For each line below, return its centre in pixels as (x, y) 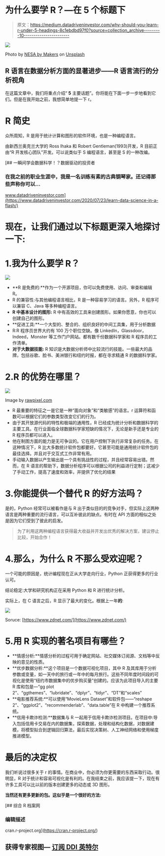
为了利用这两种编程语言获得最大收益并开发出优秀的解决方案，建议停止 (88, 531)
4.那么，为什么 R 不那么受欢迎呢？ (74, 559)
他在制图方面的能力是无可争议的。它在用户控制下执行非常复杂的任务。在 (85, 441)
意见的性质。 (34, 662)
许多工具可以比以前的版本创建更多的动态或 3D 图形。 (59, 785)
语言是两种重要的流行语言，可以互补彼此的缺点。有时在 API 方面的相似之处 (81, 514)
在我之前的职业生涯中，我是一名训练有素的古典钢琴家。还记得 (78, 176)
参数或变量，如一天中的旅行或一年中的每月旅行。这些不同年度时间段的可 (85, 674)
